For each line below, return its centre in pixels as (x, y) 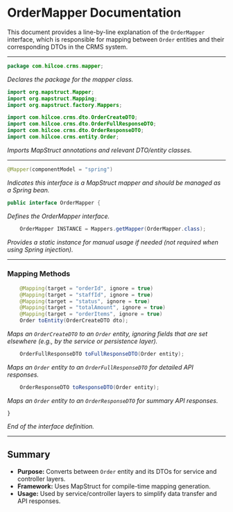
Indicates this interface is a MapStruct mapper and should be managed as (114, 183)
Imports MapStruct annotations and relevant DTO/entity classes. (100, 150)
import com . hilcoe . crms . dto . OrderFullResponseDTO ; (82, 124)
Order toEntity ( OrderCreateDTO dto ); (74, 321)
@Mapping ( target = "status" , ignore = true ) (85, 301)
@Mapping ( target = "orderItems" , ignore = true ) (91, 314)
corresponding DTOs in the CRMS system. (68, 47)
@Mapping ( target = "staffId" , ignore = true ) (87, 295)
